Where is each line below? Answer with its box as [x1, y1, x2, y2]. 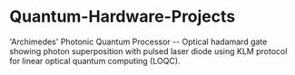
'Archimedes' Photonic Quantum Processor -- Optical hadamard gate [9, 36, 268, 47]
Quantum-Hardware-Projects [9, 6, 236, 27]
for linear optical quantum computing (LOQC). [9, 55, 181, 66]
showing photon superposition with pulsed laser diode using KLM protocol [9, 45, 288, 56]
